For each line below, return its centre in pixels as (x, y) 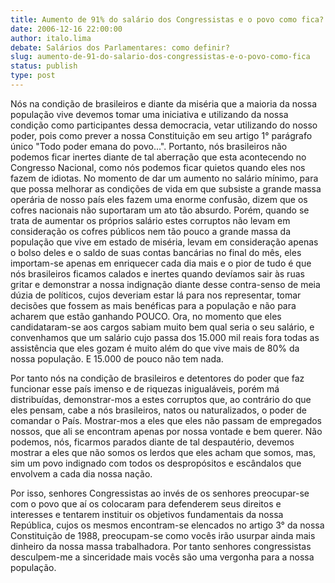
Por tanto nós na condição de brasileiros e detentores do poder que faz (157, 378)
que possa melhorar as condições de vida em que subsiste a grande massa (166, 188)
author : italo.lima (51, 38)
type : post (33, 76)
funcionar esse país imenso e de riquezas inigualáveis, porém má (145, 388)
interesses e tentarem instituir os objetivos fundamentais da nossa (147, 514)
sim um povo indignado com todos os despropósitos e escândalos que (156, 463)
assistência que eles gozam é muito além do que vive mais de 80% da (155, 348)
